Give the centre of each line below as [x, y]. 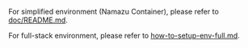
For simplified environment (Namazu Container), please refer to [114, 12]
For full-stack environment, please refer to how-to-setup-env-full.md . [124, 36]
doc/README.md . [38, 20]
